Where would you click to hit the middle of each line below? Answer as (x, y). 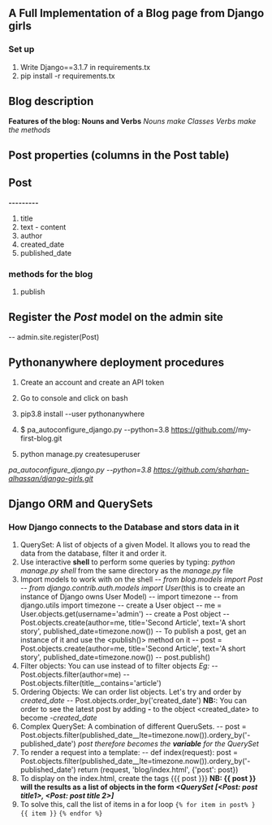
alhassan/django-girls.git (51, 478)
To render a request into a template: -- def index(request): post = (129, 753)
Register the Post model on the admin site (116, 317)
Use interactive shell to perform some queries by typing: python (127, 562)
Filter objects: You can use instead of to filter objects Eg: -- (119, 666)
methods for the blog (51, 274)
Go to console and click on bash (74, 397)
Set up (22, 50)
